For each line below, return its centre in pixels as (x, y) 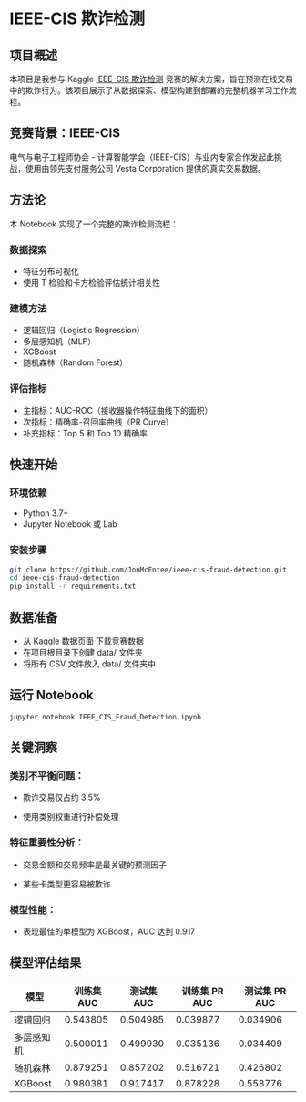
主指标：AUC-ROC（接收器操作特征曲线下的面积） (117, 410)
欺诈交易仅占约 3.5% (61, 798)
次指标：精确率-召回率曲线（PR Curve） (98, 422)
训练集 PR (203, 991)
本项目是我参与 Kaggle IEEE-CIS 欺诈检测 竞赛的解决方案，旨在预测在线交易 (152, 79)
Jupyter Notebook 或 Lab (70, 524)
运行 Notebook (51, 695)
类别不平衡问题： (47, 775)
